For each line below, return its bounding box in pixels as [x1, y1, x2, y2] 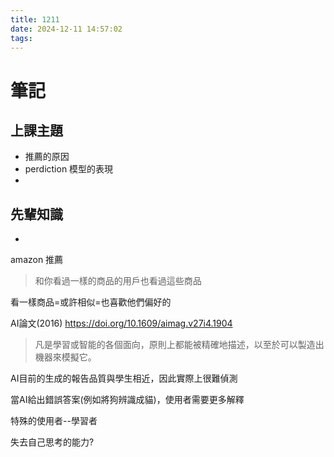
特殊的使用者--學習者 [10, 415, 98, 427]
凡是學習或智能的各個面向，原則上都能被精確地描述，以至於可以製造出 [34, 339, 325, 351]
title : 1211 [10, 14, 60, 25]
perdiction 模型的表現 [24, 163, 114, 175]
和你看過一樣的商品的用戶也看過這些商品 [34, 275, 202, 287]
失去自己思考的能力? [10, 436, 95, 448]
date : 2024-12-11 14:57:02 [10, 24, 123, 34]
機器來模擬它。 [34, 351, 97, 363]
